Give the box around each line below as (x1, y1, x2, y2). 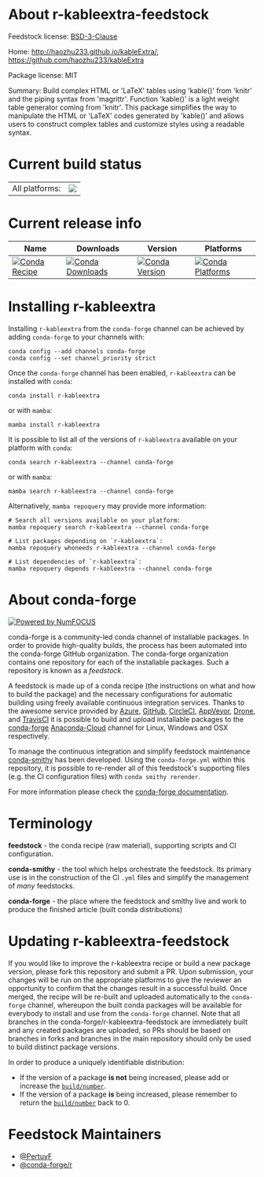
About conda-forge (8, 590, 137, 609)
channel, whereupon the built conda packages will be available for (27, 1000, 242, 1010)
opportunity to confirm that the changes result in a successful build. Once (8, 983, 247, 993)
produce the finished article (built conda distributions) (8, 904, 183, 914)
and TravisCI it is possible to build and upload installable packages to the (8, 714, 244, 724)
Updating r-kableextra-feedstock (8, 932, 230, 950)
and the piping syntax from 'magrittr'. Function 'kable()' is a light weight (8, 94, 240, 103)
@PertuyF (19, 1151, 53, 1160)
